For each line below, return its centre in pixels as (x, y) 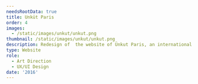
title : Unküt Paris (30, 17)
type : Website (24, 50)
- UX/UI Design (30, 67)
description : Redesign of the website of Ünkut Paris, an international (99, 45)
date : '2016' (22, 72)
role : (13, 56)
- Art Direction (31, 61)
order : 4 (17, 22)
